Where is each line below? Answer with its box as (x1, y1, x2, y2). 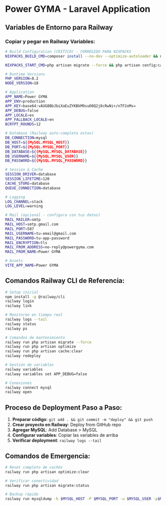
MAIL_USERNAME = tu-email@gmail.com (5, 231, 77, 236)
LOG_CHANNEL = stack (5, 199, 43, 204)
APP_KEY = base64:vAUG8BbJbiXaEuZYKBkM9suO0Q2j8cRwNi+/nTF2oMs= (5, 103, 136, 108)
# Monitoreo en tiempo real (5, 312, 63, 317)
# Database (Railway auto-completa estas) (5, 131, 94, 136)
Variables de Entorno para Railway (5, 23, 113, 32)
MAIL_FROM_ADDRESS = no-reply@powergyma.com (5, 245, 94, 250)
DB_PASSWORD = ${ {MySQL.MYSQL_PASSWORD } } (5, 158, 87, 164)
